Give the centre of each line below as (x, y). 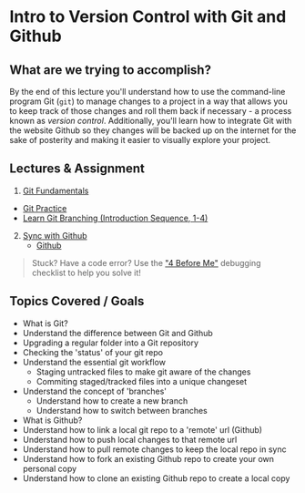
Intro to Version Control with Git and (148, 17)
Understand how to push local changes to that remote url (130, 439)
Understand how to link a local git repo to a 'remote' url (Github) (142, 429)
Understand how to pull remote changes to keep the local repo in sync (154, 449)
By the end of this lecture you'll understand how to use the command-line (147, 92)
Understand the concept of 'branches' (94, 391)
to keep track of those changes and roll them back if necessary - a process (151, 111)
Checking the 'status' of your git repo (93, 352)
